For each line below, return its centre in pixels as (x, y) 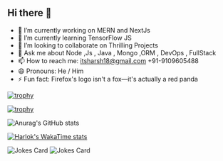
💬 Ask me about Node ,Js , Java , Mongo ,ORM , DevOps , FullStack (117, 52)
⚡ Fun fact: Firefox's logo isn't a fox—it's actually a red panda (108, 79)
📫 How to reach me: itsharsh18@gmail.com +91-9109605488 (108, 60)
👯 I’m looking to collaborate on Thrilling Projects (88, 45)
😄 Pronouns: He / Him (51, 71)
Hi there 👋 (30, 13)
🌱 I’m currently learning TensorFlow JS (74, 38)
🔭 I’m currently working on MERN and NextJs (84, 30)
